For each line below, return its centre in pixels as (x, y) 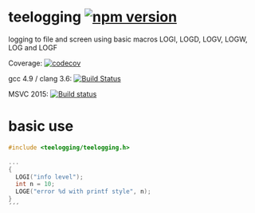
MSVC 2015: (29, 94)
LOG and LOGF (33, 47)
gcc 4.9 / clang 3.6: (40, 78)
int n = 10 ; (35, 184)
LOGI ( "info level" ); (49, 177)
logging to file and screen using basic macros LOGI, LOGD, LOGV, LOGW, (128, 39)
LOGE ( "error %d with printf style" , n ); (83, 191)
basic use (41, 126)
